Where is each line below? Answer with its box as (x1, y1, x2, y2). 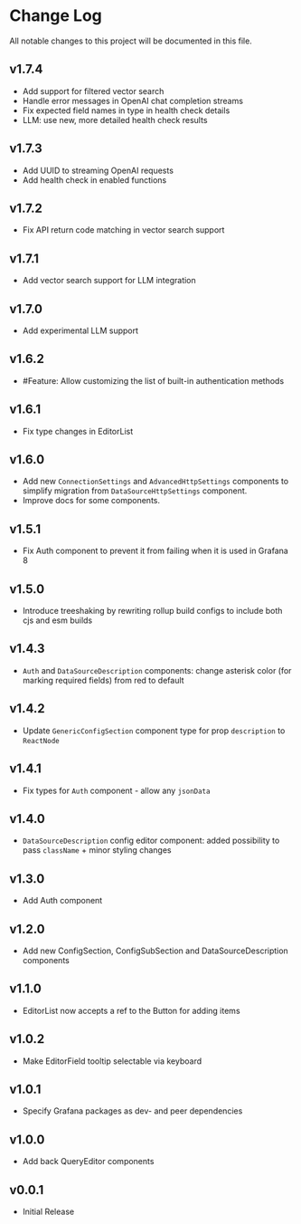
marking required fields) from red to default (22, 674, 184, 685)
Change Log (9, 5, 102, 26)
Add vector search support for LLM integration (22, 275, 196, 286)
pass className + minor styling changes (22, 845, 172, 856)
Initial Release (22, 1206, 75, 1217)
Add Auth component (22, 895, 103, 906)
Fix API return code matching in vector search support (22, 225, 225, 235)
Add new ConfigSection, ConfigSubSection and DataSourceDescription (22, 945, 289, 956)
